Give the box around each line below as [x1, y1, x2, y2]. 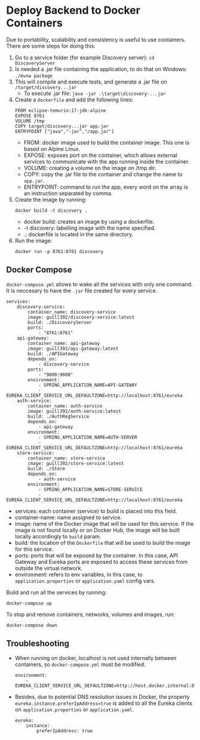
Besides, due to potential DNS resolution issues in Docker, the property [14, 693, 190, 700]
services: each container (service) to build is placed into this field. [14, 507, 177, 514]
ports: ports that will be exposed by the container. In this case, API [14, 551, 179, 559]
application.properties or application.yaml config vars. [14, 577, 156, 584]
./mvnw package [14, 73, 53, 79]
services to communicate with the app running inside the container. [23, 158, 190, 165]
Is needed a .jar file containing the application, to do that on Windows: [14, 65, 187, 72]
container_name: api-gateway [27, 340, 100, 346]
